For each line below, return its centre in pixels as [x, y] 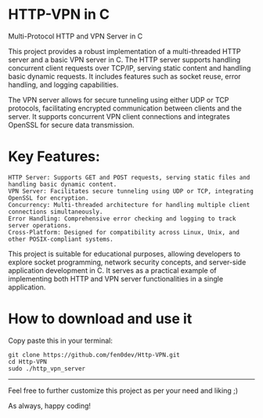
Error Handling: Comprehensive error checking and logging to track [122, 218]
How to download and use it [100, 319]
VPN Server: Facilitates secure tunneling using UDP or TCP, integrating [131, 191]
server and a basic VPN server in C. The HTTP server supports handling [124, 60]
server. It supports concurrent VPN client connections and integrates [119, 116]
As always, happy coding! [50, 405]
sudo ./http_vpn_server [47, 369]
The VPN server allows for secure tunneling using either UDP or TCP [119, 100]
